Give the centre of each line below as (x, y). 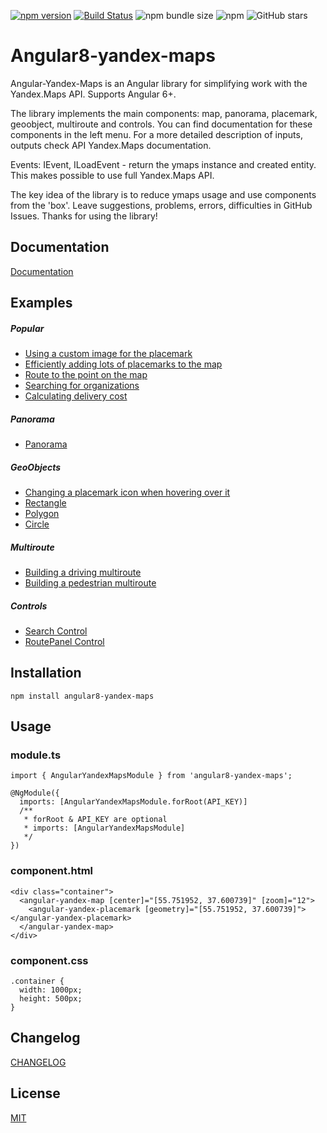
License (35, 1093)
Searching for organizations (82, 386)
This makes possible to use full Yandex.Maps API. (112, 175)
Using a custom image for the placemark (108, 354)
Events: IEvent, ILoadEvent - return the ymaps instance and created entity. (163, 164)
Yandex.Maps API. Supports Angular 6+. (93, 94)
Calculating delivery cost (76, 396)
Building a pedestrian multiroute (90, 583)
